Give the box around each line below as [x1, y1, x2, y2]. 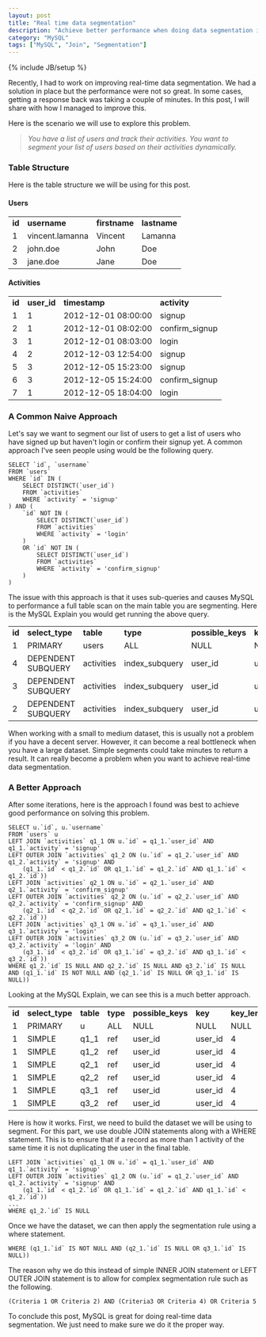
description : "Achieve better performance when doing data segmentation [8, 26, 253, 34]
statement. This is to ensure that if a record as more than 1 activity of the [8, 1135, 245, 1145]
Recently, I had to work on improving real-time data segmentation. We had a [8, 78, 256, 88]
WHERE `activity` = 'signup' [22, 496, 119, 503]
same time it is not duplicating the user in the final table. [8, 1143, 191, 1153]
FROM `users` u [8, 830, 59, 839]
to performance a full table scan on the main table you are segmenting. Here [8, 601, 257, 610]
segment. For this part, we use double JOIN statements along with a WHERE [8, 1126, 257, 1136]
